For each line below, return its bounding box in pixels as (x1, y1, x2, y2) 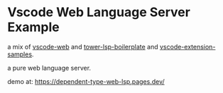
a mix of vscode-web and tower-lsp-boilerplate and (7, 42, 158, 51)
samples (7, 50, 33, 58)
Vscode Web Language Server (7, 4, 190, 20)
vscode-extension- (159, 42, 216, 51)
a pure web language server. (7, 63, 91, 72)
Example (7, 19, 60, 35)
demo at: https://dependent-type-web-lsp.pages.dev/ (7, 77, 165, 85)
